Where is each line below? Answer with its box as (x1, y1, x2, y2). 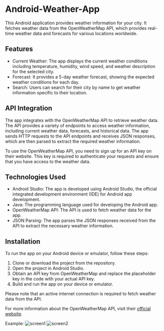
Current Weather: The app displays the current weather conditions (12, 58, 148, 64)
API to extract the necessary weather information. (12, 223, 114, 229)
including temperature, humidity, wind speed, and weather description (12, 63, 156, 69)
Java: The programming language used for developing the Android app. (12, 202, 159, 208)
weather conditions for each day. (12, 79, 80, 85)
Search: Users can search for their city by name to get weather (12, 84, 141, 90)
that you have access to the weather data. (5, 158, 91, 164)
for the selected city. (12, 68, 54, 74)
